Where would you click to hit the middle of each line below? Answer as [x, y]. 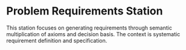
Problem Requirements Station [85, 11]
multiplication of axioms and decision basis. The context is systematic [93, 34]
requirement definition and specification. [57, 40]
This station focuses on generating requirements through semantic [89, 28]
